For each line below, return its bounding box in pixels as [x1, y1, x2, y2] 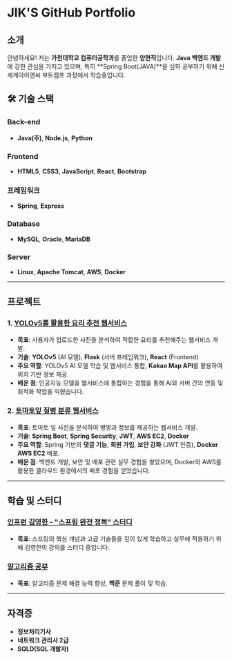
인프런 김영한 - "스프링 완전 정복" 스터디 [7, 517, 133, 527]
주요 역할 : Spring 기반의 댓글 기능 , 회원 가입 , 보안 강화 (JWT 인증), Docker [17, 440, 219, 448]
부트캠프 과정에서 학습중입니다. [42, 71, 126, 79]
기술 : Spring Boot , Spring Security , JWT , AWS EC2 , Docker [17, 432, 189, 440]
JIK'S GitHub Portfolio [7, 5, 136, 21]
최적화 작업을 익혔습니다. [17, 387, 84, 395]
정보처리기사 [17, 627, 52, 636]
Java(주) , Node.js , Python [17, 133, 93, 142]
